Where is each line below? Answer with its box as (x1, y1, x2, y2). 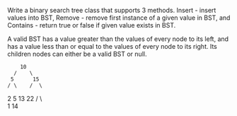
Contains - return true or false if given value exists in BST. (7, 21, 176, 29)
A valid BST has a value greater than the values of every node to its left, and (7, 35, 229, 43)
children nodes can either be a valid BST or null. (7, 50, 147, 58)
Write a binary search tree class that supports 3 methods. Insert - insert (7, 6, 216, 14)
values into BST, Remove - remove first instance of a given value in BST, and (7, 13, 231, 22)
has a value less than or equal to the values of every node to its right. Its (7, 42, 217, 50)
